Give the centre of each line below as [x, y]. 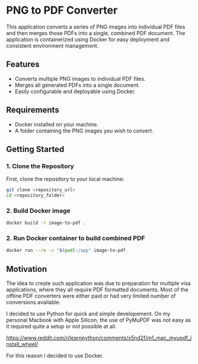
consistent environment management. [52, 46]
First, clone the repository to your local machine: [65, 179]
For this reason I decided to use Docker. [55, 356]
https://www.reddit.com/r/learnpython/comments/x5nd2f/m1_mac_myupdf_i [99, 338]
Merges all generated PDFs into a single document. [77, 85]
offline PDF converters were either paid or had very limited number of [91, 296]
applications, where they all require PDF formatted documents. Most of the [97, 290]
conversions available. [33, 302]
